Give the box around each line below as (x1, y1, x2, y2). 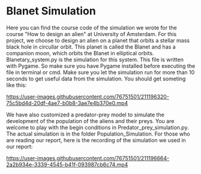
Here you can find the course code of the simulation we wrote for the (6, 24, 177, 31)
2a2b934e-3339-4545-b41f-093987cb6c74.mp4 (6, 161, 128, 168)
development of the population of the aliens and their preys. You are (6, 117, 175, 124)
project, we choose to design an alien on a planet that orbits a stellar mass (6, 37, 190, 44)
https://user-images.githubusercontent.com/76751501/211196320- (6, 93, 170, 100)
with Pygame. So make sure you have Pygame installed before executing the (6, 62, 196, 70)
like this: (6, 81, 27, 88)
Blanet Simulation (6, 4, 96, 18)
